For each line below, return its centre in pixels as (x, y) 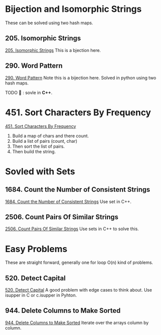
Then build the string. (34, 151)
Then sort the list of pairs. (38, 146)
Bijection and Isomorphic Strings (73, 9)
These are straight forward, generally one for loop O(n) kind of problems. (79, 262)
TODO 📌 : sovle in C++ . (29, 92)
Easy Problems (36, 249)
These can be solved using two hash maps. (49, 23)
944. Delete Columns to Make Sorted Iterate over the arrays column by (77, 323)
